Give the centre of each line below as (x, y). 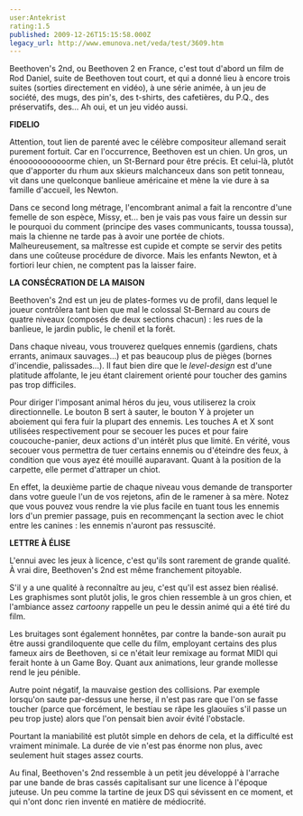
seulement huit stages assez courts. (77, 755)
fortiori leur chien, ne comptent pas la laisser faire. (103, 265)
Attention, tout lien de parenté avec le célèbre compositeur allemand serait (148, 142)
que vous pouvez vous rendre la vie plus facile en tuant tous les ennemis (144, 506)
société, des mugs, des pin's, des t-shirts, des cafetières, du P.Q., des (139, 98)
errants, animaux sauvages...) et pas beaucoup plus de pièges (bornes (141, 356)
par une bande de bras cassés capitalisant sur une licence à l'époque (138, 783)
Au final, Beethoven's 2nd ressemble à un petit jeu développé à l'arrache (144, 773)
